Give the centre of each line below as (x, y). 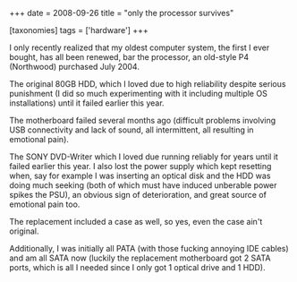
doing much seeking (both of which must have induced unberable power (143, 185)
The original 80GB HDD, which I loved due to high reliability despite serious (148, 84)
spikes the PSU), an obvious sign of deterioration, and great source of (138, 195)
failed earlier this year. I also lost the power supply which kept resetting (140, 166)
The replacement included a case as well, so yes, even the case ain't (136, 222)
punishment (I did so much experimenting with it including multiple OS (139, 94)
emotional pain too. (45, 204)
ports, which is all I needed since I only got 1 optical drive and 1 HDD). (137, 267)
